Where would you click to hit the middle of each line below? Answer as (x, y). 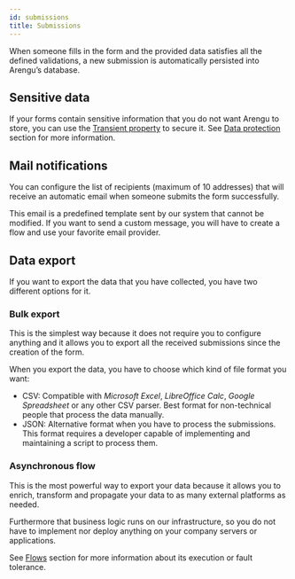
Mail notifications (58, 165)
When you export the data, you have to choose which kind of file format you (148, 370)
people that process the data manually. (93, 415)
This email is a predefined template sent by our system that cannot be (137, 214)
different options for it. (50, 291)
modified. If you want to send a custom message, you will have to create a (145, 223)
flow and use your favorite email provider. (85, 232)
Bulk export (35, 314)
